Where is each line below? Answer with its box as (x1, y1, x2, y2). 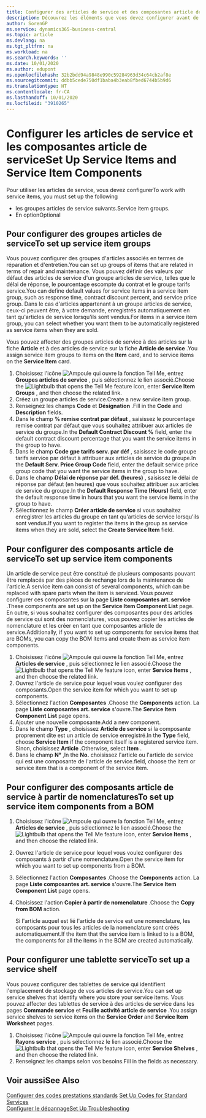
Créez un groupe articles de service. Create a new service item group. (15, 396, 191, 403)
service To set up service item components (6, 553, 173, 564)
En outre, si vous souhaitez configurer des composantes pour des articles (6, 609, 193, 617)
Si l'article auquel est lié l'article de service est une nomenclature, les (15, 917, 191, 924)
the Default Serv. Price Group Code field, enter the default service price (15, 461, 199, 468)
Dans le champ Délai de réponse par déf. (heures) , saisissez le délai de (15, 474, 199, 482)
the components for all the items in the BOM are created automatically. (15, 937, 194, 944)
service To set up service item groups (6, 238, 151, 249)
